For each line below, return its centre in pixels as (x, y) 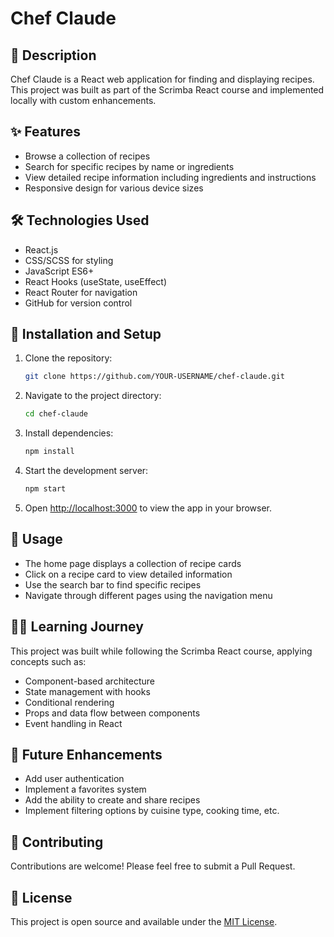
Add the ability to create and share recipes (112, 800)
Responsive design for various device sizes (114, 188)
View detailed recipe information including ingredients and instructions (170, 177)
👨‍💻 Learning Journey (77, 627)
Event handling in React (73, 723)
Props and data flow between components (112, 713)
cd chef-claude (56, 414)
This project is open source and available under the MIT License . (144, 921)
